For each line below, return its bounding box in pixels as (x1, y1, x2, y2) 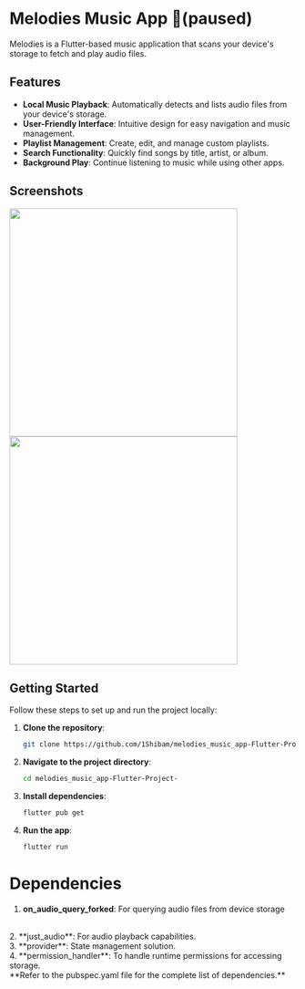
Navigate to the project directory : (22, 756, 152, 767)
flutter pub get (22, 808, 85, 817)
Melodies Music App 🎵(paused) (9, 8, 253, 29)
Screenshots (9, 183, 84, 199)
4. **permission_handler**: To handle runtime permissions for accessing (9, 950, 282, 961)
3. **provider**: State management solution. (9, 940, 176, 952)
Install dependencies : (22, 791, 107, 802)
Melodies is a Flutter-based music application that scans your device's (9, 38, 275, 49)
